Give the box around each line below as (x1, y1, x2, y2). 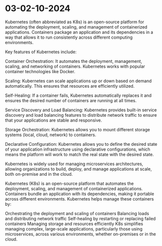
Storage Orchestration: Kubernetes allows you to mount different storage (5, 126, 150, 132)
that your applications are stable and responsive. (5, 117, 103, 123)
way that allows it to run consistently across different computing (5, 34, 133, 40)
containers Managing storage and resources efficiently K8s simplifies (5, 221, 144, 227)
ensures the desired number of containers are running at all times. (5, 97, 137, 103)
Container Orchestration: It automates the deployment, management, (5, 58, 143, 64)
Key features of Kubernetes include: (5, 49, 77, 55)
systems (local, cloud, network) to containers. (5, 132, 97, 138)
